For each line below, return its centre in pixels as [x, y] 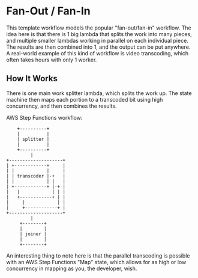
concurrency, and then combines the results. [61, 106]
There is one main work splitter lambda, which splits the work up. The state [99, 93]
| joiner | [33, 234]
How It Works [32, 79]
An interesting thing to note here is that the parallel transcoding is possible [98, 255]
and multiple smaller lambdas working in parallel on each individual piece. [97, 40]
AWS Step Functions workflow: [44, 117]
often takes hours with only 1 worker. [52, 60]
